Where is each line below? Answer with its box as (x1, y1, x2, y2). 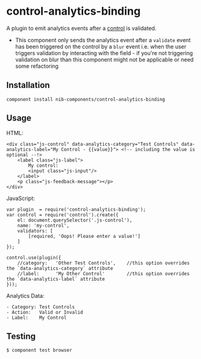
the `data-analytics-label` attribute (6, 276, 105, 282)
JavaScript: (6, 194, 35, 202)
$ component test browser (6, 347, 72, 353)
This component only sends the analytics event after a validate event (15, 36, 191, 43)
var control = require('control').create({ (6, 212, 119, 218)
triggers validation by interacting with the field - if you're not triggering (15, 49, 194, 56)
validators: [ (17, 228, 53, 234)
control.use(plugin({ (6, 254, 62, 261)
